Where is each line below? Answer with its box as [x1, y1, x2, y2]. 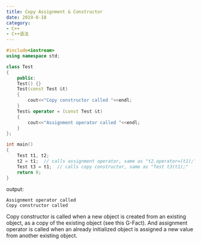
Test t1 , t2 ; [17, 153, 50, 159]
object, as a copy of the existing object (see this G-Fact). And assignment [6, 219, 188, 226]
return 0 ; [17, 169, 42, 176]
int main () [6, 141, 33, 147]
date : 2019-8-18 [6, 14, 47, 20]
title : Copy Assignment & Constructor [6, 8, 103, 15]
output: [6, 186, 24, 193]
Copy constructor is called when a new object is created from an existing [6, 213, 187, 220]
